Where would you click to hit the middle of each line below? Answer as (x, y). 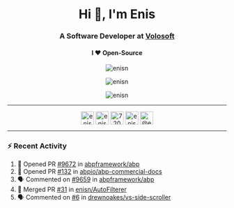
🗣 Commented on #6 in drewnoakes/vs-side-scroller (94, 197)
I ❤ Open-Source (117, 52)
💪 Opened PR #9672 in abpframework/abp (78, 164)
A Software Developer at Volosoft (117, 36)
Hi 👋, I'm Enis (117, 14)
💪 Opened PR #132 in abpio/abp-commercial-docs (89, 171)
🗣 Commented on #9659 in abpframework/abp (86, 179)
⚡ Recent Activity (37, 146)
